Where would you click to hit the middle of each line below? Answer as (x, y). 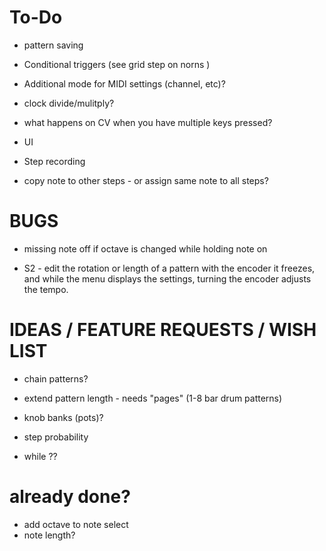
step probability (56, 437)
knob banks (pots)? (63, 417)
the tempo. (46, 289)
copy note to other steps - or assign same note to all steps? (146, 180)
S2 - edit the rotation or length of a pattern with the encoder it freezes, (169, 268)
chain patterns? (56, 378)
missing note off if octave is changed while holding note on (145, 248)
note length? (49, 535)
